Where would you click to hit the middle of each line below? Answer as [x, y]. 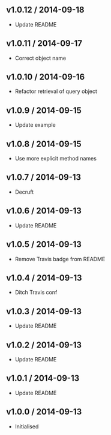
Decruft [24, 192]
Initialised [27, 426]
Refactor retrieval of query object [56, 91]
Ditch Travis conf [36, 293]
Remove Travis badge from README [60, 259]
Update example [35, 125]
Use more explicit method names [56, 159]
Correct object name [40, 58]
